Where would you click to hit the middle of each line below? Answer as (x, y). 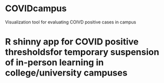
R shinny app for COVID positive (72, 42)
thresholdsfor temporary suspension (82, 52)
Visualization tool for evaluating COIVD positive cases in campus (71, 22)
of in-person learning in (54, 63)
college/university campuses (66, 73)
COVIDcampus (36, 9)
